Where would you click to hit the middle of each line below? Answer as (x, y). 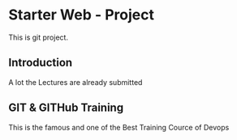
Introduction (41, 63)
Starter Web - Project (81, 15)
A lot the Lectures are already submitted (75, 82)
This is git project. (39, 37)
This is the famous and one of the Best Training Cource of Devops (119, 127)
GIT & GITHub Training (66, 108)
